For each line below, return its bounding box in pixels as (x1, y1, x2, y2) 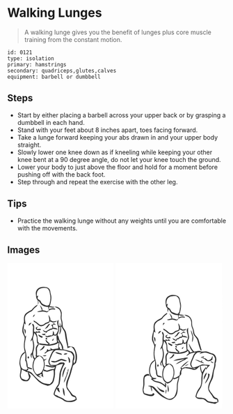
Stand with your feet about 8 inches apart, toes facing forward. (17, 126, 198, 134)
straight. (17, 140, 42, 149)
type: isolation (7, 54, 54, 62)
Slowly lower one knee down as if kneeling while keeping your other (17, 148, 213, 156)
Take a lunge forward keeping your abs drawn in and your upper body (17, 133, 218, 141)
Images (7, 244, 40, 256)
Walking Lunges (7, 5, 102, 21)
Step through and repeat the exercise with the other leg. (17, 177, 178, 186)
